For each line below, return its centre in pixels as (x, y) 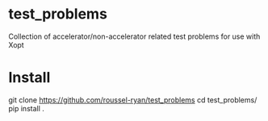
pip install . (26, 108)
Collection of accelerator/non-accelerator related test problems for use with (134, 36)
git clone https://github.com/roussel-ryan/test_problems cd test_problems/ (133, 100)
